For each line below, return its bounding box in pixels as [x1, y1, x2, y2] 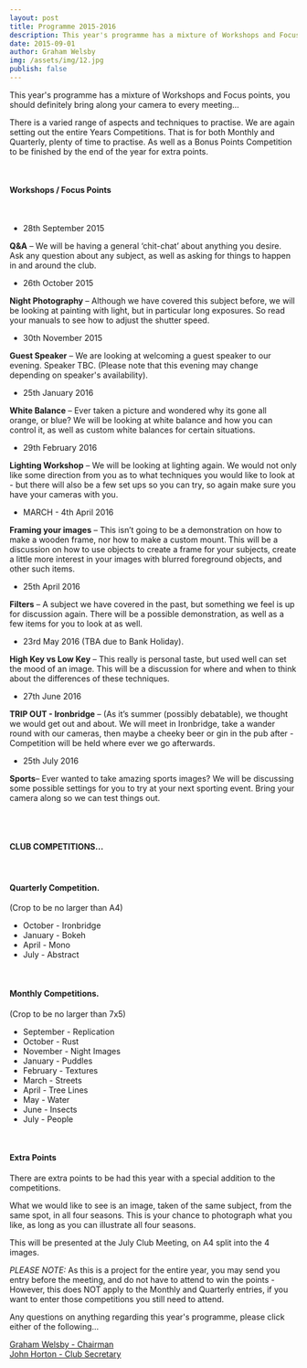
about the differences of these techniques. [9, 673, 171, 684]
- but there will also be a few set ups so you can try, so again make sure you [9, 479, 296, 490]
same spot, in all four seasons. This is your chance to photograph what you [9, 1209, 292, 1221]
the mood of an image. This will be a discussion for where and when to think [9, 664, 297, 675]
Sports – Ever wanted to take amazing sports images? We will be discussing [9, 774, 294, 785]
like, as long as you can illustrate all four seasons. [9, 1219, 196, 1230]
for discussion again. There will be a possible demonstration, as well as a [9, 609, 285, 620]
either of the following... [9, 1320, 100, 1331]
